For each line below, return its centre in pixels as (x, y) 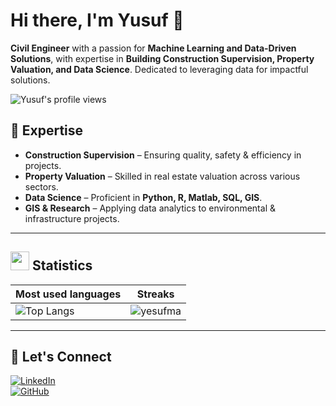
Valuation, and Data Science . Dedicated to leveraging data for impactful (159, 69)
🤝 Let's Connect (61, 356)
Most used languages (68, 294)
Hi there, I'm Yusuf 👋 (97, 20)
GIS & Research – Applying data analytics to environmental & (150, 208)
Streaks (155, 294)
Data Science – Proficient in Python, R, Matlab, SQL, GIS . (143, 197)
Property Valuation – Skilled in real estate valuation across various (162, 176)
